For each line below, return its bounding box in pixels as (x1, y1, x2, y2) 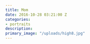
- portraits (5, 21, 31, 27)
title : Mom (5, 7, 28, 13)
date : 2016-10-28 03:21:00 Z (5, 12, 67, 17)
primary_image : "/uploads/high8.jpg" (5, 31, 85, 36)
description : (5, 26, 33, 31)
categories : (5, 17, 31, 22)
